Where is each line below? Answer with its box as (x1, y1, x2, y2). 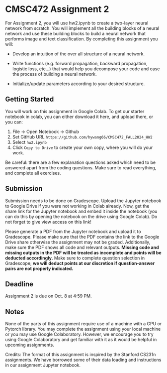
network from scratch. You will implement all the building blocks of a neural (5, 25, 160, 31)
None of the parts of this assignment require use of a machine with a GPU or (5, 321, 162, 327)
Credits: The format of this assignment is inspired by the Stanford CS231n (5, 352, 156, 358)
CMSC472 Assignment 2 (5, 3, 109, 15)
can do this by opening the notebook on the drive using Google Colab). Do (5, 213, 158, 220)
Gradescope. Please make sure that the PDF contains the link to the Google (5, 234, 160, 240)
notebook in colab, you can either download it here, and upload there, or (5, 114, 154, 120)
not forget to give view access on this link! (5, 219, 92, 225)
